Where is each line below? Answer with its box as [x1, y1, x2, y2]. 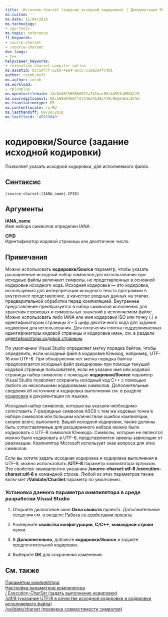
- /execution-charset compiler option [5, 63, 86, 68]
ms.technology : [5, 21, 37, 27]
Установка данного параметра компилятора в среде [5, 489, 141, 496]
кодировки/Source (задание [5, 136, 129, 147]
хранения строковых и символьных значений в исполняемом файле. [5, 309, 153, 315]
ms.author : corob [5, 77, 41, 82]
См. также [5, 566, 40, 574]
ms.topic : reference [5, 31, 48, 36]
